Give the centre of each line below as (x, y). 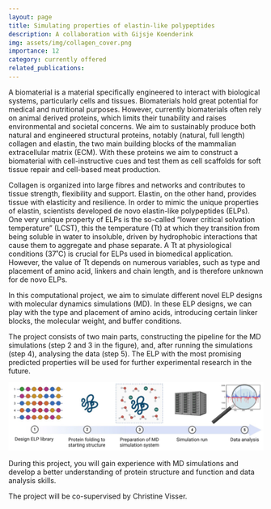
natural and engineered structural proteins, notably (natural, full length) (127, 135)
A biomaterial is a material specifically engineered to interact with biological (134, 92)
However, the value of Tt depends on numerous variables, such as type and (134, 262)
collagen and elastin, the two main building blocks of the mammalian (123, 143)
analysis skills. (32, 480)
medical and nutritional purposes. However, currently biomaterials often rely (135, 109)
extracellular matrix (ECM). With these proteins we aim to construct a (123, 152)
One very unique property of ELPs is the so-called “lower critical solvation (132, 219)
